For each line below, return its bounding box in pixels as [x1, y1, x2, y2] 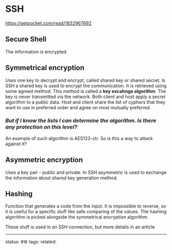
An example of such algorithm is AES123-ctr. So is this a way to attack [5, 135, 153, 141]
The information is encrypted [5, 48, 67, 54]
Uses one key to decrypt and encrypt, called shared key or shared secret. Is [5, 77, 165, 83]
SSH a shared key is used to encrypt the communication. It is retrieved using [5, 83, 167, 89]
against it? [5, 141, 27, 147]
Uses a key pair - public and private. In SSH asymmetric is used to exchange [5, 169, 167, 175]
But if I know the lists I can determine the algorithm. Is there [5, 117, 157, 124]
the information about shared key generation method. [5, 175, 118, 181]
